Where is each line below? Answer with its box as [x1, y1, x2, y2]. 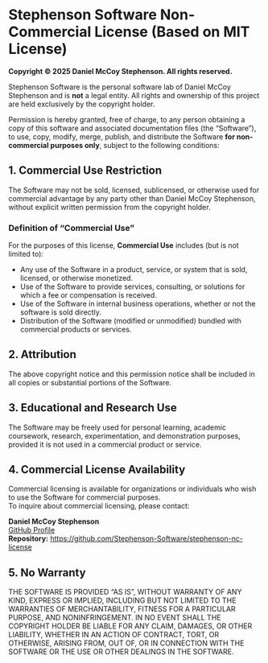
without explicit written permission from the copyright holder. [8, 202, 211, 212]
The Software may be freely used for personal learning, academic [8, 422, 227, 432]
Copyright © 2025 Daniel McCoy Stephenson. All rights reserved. [8, 66, 233, 76]
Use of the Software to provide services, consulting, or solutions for [19, 282, 245, 291]
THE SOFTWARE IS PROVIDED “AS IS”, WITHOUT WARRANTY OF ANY [8, 587, 242, 597]
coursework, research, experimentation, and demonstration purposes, [8, 430, 241, 440]
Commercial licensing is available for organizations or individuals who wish [8, 484, 257, 494]
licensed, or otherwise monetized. [19, 274, 134, 283]
